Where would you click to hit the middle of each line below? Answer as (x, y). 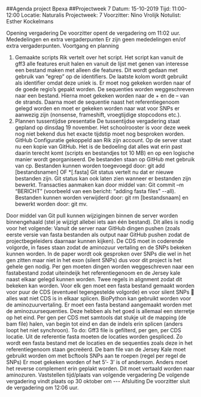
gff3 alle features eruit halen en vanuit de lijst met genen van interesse (102, 64)
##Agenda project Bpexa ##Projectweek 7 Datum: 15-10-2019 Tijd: (89, 9)
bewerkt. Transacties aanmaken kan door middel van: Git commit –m (99, 185)
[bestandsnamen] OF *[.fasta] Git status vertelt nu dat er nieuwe (94, 172)
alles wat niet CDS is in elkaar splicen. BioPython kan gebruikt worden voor (99, 298)
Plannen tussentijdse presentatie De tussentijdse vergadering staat (98, 121)
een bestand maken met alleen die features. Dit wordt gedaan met (96, 70)
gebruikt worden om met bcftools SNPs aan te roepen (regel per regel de (96, 356)
